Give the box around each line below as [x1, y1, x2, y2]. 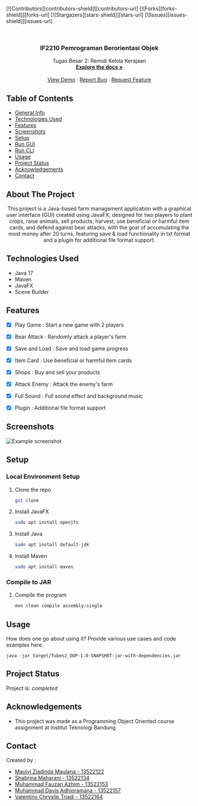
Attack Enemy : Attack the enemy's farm [14, 380, 113, 388]
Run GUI [14, 140, 35, 148]
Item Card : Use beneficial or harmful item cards [14, 357, 132, 364]
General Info [14, 109, 46, 116]
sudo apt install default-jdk [14, 542, 90, 548]
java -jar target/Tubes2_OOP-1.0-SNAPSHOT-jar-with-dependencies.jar [6, 653, 181, 659]
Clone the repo [14, 486, 51, 493]
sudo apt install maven [14, 564, 74, 570]
